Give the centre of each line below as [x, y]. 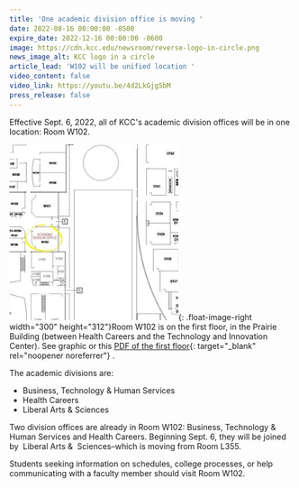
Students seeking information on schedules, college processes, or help [141, 464]
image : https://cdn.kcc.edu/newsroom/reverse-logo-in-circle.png [134, 48]
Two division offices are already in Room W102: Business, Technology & [143, 427]
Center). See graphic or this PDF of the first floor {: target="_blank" [133, 345]
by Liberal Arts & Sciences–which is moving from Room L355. [125, 446]
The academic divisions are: [62, 373]
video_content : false [50, 77]
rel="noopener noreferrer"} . [62, 355]
